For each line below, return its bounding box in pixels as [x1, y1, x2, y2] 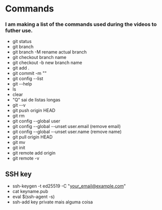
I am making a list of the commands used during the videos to [5, 21, 157, 28]
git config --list [12, 75, 43, 81]
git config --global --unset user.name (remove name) [12, 128, 122, 135]
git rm [12, 113, 25, 119]
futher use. [5, 27, 33, 34]
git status [12, 38, 32, 44]
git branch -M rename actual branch [12, 49, 87, 55]
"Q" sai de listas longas [12, 97, 61, 103]
